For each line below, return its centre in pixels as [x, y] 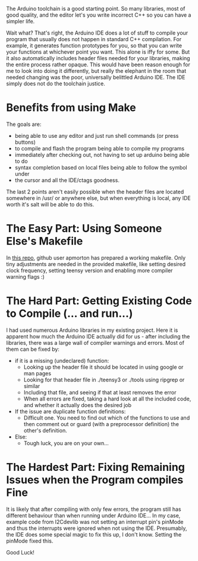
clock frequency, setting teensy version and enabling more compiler [89, 270]
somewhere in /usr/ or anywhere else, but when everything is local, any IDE [99, 198]
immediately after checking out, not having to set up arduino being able [102, 155]
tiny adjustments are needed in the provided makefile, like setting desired [96, 264]
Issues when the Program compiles [95, 480]
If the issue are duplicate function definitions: [70, 411]
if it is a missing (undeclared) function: [62, 360]
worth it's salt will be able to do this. [50, 204]
